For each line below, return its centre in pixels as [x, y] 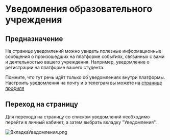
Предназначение [34, 39]
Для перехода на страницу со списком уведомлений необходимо [78, 116]
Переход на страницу [42, 104]
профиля [15, 88]
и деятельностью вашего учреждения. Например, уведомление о [77, 62]
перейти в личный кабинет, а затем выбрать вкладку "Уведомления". [81, 122]
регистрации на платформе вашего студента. [55, 67]
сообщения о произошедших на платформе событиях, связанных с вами [85, 56]
